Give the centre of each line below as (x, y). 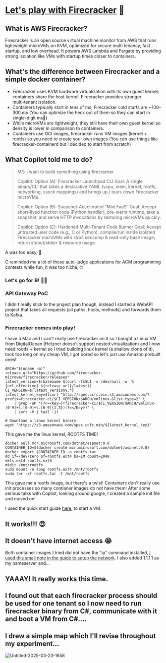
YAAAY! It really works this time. (56, 579)
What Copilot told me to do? (49, 160)
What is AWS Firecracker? (46, 29)
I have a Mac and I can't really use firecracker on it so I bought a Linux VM (81, 339)
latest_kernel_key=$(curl (32, 395)
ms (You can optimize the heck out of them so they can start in (86, 112)
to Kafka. (14, 315)
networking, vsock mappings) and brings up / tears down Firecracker (88, 192)
